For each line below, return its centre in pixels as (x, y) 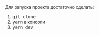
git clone (24, 17)
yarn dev (23, 27)
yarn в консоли (28, 22)
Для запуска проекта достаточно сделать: (49, 7)
